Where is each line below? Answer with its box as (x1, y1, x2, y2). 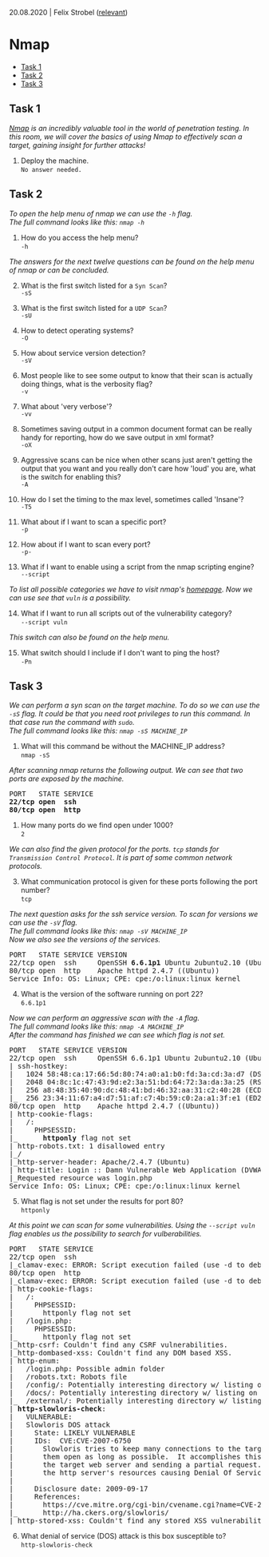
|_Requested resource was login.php (9, 1173, 152, 1183)
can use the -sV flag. (9, 918, 78, 927)
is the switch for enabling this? (20, 472, 121, 481)
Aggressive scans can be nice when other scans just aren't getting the (20, 455, 253, 464)
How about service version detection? (20, 348, 146, 357)
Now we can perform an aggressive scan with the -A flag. (9, 1013, 200, 1023)
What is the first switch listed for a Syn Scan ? (20, 281, 168, 290)
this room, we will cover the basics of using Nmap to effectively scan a (9, 132, 243, 141)
